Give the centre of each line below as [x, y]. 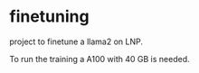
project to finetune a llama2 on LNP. [76, 41]
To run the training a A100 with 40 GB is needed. [99, 59]
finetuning [49, 17]
